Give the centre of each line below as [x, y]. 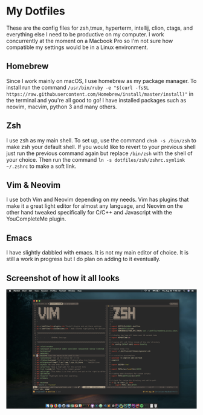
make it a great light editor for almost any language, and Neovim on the [95, 206]
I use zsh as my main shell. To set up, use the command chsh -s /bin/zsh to [101, 140]
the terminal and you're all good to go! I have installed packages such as [96, 100]
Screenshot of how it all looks [63, 278]
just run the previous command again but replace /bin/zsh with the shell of [99, 153]
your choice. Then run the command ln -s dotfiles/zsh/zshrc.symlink [96, 159]
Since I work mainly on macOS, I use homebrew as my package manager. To [101, 81]
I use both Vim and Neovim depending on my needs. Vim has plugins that [98, 200]
